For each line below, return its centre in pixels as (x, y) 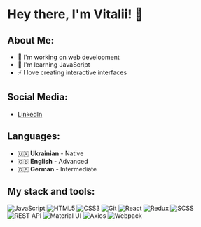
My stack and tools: (51, 192)
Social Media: (37, 97)
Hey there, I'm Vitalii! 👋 (75, 14)
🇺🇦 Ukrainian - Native (50, 153)
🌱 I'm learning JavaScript (54, 65)
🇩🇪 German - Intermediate (57, 169)
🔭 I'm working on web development (69, 57)
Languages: (34, 136)
